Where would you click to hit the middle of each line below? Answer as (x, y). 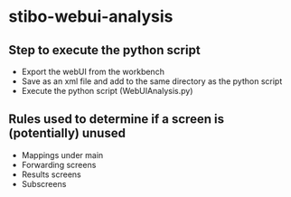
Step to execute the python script (104, 50)
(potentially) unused (67, 133)
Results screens (52, 174)
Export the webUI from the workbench (93, 71)
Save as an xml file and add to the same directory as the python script (152, 81)
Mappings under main (62, 155)
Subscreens (44, 183)
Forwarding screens (59, 164)
